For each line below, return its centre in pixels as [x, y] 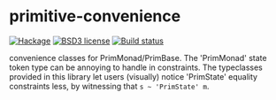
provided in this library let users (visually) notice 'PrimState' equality [134, 76]
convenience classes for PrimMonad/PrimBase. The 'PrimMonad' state [138, 58]
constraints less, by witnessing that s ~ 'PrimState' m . [109, 86]
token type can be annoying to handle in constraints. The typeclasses [136, 67]
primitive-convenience [95, 16]
